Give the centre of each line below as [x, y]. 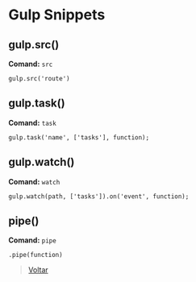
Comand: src [31, 64]
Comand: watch [34, 181]
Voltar [38, 270]
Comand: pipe [32, 240]
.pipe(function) [35, 255]
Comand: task [32, 122]
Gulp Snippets [57, 15]
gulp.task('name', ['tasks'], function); [79, 137]
